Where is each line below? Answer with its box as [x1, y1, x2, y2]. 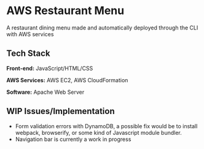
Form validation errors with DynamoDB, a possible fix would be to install [15, 122, 198, 129]
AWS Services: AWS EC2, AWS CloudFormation [6, 76, 128, 83]
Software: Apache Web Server [6, 88, 85, 96]
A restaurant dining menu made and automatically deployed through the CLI [6, 24, 198, 31]
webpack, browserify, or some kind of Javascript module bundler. [15, 129, 182, 136]
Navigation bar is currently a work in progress [15, 136, 131, 143]
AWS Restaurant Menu [6, 4, 125, 18]
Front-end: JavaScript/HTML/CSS [6, 64, 93, 72]
